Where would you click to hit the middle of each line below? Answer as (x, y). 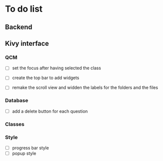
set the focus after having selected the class (56, 68)
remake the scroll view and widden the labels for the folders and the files (85, 88)
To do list (24, 9)
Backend (19, 27)
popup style (24, 153)
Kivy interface (27, 43)
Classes (15, 124)
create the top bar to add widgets (45, 78)
